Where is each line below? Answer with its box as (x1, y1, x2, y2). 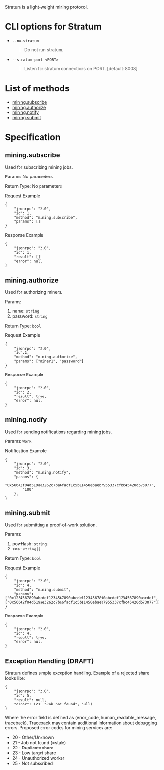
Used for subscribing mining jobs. (5, 164, 73, 170)
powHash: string (12, 541, 47, 547)
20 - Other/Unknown (12, 734, 54, 740)
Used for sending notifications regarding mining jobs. (5, 429, 112, 435)
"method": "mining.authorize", (14, 354, 78, 359)
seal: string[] (12, 546, 41, 552)
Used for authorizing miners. (5, 289, 62, 295)
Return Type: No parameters (5, 183, 62, 189)
